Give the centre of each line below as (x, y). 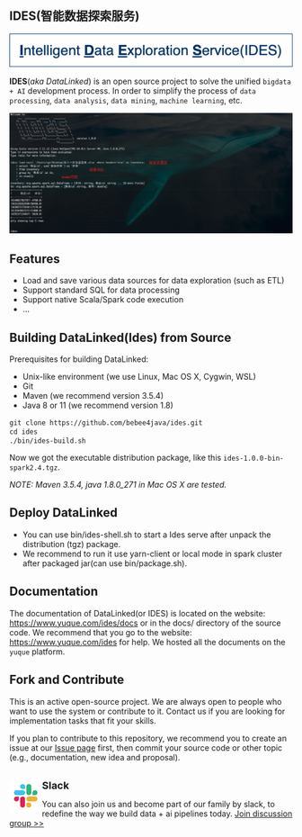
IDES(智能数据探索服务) (75, 16)
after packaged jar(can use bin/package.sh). (104, 563)
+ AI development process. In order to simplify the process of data (133, 91)
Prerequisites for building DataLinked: (79, 359)
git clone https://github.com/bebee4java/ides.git (106, 423)
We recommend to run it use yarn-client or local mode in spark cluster (152, 553)
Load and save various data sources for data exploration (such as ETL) (153, 281)
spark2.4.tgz (34, 468)
